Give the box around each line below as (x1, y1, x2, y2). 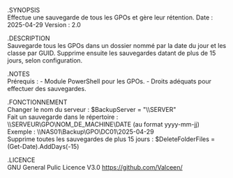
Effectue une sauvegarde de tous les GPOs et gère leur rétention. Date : (7, 13, 213, 22)
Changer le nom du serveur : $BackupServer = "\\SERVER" (7, 106, 176, 113)
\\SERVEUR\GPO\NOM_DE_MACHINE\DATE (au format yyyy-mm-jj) (7, 120, 200, 128)
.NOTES (7, 70, 30, 78)
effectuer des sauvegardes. (7, 85, 87, 92)
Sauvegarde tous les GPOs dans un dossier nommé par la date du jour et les (7, 42, 227, 49)
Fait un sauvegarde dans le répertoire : (7, 113, 119, 121)
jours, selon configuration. (7, 56, 83, 65)
